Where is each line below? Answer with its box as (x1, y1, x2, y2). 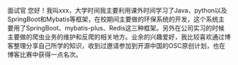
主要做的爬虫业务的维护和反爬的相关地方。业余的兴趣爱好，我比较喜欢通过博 (7, 32, 231, 41)
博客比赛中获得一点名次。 (7, 50, 82, 59)
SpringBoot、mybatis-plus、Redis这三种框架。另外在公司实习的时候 (25, 24, 225, 32)
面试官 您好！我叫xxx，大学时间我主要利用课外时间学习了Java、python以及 (7, 6, 228, 14)
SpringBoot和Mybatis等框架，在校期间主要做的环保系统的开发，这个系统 (7, 15, 219, 23)
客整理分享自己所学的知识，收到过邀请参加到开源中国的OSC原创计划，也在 (7, 42, 225, 49)
